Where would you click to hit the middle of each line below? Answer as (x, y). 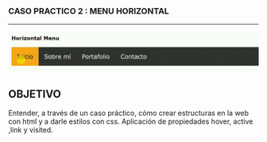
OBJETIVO (35, 94)
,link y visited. (31, 130)
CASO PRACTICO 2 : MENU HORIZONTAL (89, 11)
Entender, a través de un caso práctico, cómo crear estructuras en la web (128, 113)
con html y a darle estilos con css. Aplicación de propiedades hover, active (131, 121)
